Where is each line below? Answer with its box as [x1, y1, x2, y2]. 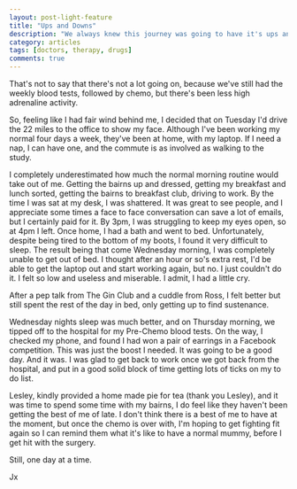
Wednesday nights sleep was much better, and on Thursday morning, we [9, 316, 276, 327]
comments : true [9, 54, 65, 63]
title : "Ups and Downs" [9, 21, 97, 30]
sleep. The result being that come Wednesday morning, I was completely [9, 244, 276, 255]
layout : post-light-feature [9, 12, 113, 22]
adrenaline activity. [9, 97, 79, 107]
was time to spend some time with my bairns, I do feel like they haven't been [9, 400, 288, 410]
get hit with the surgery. [9, 438, 96, 447]
